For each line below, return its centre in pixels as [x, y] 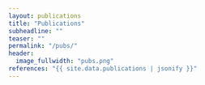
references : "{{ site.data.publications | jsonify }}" [103, 69]
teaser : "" [27, 38]
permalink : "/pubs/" [43, 46]
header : [21, 53]
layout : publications [45, 16]
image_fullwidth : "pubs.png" [65, 62]
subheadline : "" [36, 31]
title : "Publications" [47, 23]
